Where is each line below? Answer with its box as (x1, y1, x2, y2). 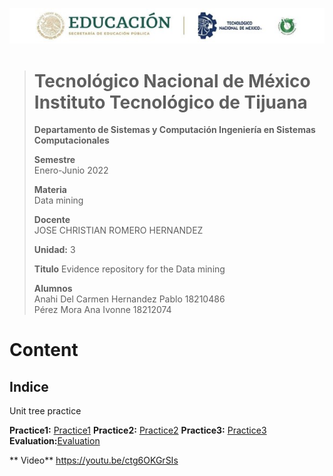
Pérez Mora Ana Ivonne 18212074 (33, 304, 172, 316)
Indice (9, 378, 49, 395)
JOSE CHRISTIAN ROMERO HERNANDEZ (33, 224, 204, 237)
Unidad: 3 (33, 244, 76, 256)
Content (9, 339, 79, 362)
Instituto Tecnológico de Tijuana (33, 91, 308, 113)
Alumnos (33, 283, 73, 295)
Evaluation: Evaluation (9, 435, 101, 447)
